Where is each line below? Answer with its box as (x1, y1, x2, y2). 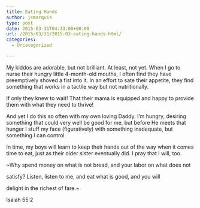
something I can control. (6, 131, 66, 138)
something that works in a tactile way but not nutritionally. (6, 83, 149, 90)
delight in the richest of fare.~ (6, 184, 80, 192)
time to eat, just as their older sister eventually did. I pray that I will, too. (6, 149, 182, 156)
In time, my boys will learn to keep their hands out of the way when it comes (6, 143, 194, 150)
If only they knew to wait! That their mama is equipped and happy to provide (6, 94, 195, 102)
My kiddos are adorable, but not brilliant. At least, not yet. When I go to (6, 64, 181, 71)
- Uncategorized (11, 43, 52, 49)
